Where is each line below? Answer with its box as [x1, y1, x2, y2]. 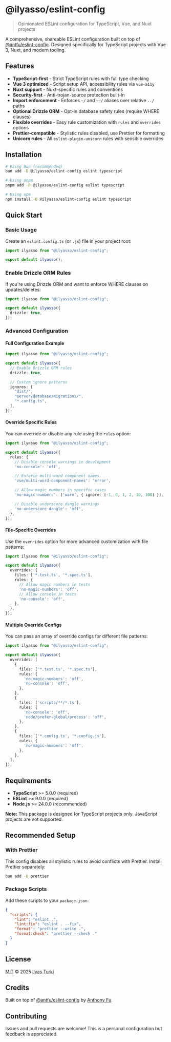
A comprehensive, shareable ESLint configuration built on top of [5, 36, 141, 42]
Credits [5, 983, 30, 992]
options [12, 124, 29, 130]
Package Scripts [5, 885, 47, 893]
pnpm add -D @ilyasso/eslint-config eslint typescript [5, 183, 125, 188]
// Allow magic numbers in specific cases [14, 488, 106, 493]
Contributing [5, 1012, 47, 1020]
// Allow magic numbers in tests [18, 582, 91, 587]
